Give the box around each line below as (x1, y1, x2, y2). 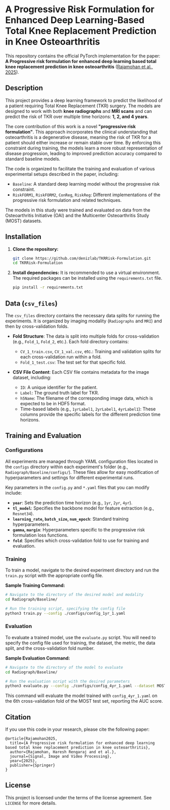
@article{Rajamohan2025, (5, 736, 58, 741)
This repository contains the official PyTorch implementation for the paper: (5, 52, 160, 59)
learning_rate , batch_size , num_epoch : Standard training (12, 516, 129, 522)
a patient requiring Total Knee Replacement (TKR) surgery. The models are (5, 103, 161, 109)
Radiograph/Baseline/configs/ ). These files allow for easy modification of (5, 469, 159, 475)
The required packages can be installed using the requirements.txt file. (12, 275, 162, 281)
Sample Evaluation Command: (5, 655, 70, 661)
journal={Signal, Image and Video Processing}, (10, 754, 112, 759)
